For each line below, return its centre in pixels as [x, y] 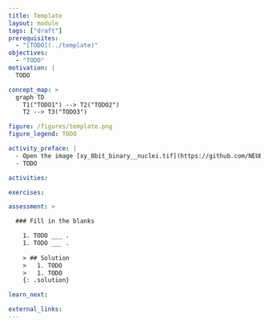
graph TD [30, 97]
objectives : [28, 53]
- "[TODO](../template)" [57, 46]
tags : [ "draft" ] [35, 30]
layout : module [34, 23]
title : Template [35, 16]
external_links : [35, 309]
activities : [28, 178]
